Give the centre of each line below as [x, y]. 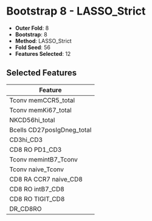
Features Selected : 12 [43, 53]
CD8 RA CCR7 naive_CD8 [46, 179]
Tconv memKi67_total [40, 110]
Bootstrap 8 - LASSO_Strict [76, 11]
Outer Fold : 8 [32, 28]
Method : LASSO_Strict [43, 41]
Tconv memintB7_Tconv [43, 159]
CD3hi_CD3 [26, 140]
